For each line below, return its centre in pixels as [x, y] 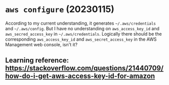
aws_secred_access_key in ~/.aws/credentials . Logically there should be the [83, 34]
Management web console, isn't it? [41, 44]
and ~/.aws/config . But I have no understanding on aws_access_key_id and [82, 28]
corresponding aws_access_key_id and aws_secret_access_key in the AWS [81, 39]
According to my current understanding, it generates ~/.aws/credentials [80, 23]
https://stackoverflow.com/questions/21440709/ [84, 68]
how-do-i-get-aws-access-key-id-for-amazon [80, 76]
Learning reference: [37, 61]
